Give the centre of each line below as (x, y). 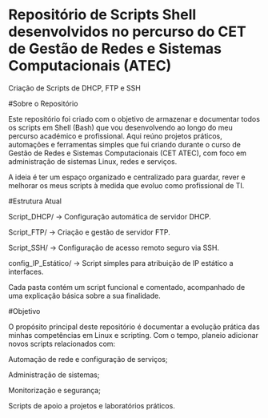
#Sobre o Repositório (43, 103)
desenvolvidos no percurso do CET (127, 32)
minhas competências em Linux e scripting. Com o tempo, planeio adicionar (133, 335)
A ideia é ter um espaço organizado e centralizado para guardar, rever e (127, 177)
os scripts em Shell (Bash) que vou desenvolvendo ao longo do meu (121, 127)
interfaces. (26, 271)
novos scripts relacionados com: (62, 344)
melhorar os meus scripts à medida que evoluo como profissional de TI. (126, 185)
